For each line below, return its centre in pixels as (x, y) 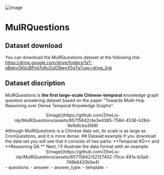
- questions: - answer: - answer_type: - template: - (57, 167)
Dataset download (34, 45)
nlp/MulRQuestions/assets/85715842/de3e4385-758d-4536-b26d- (83, 120)
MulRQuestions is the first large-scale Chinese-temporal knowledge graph (82, 95)
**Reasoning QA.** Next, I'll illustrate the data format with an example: (77, 146)
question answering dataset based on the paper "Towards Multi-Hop (75, 100)
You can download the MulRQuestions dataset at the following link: (73, 57)
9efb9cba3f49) (83, 125)
